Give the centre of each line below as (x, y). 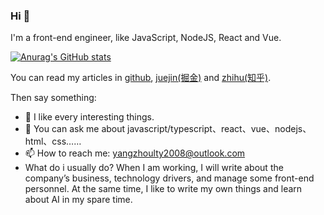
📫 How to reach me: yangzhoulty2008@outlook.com (135, 153)
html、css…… (53, 141)
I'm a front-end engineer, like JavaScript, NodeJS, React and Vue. (146, 38)
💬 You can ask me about (75, 129)
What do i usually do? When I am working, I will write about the (154, 168)
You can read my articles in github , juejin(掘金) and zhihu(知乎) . (141, 78)
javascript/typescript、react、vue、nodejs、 (219, 129)
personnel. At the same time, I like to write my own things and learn (163, 189)
